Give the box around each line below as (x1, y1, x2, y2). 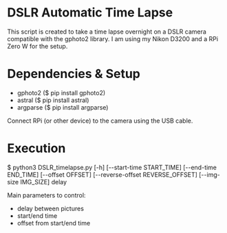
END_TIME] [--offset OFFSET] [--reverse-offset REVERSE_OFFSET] (7, 170, 198, 179)
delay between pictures (17, 204, 85, 212)
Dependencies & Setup (7, 66, 141, 82)
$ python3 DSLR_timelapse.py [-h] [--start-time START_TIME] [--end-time (7, 163, 217, 171)
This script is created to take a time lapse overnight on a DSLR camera (7, 27, 206, 36)
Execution (7, 140, 66, 156)
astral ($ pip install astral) (17, 96, 89, 104)
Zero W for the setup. (7, 42, 68, 50)
